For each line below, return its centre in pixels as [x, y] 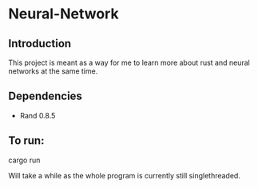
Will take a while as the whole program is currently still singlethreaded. [125, 175]
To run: [26, 141]
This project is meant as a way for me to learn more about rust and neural [129, 62]
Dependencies [45, 96]
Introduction [40, 44]
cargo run [24, 160]
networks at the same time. [53, 71]
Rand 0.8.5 [38, 115]
